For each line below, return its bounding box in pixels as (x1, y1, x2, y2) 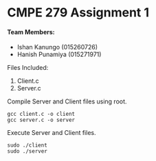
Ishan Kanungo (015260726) (16, 43, 98, 51)
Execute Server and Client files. (7, 129, 96, 137)
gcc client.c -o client (7, 111, 76, 118)
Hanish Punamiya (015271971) (16, 50, 102, 59)
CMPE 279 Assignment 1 (7, 5, 150, 21)
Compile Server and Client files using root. (7, 97, 127, 106)
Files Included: (7, 64, 49, 72)
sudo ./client (7, 142, 48, 149)
